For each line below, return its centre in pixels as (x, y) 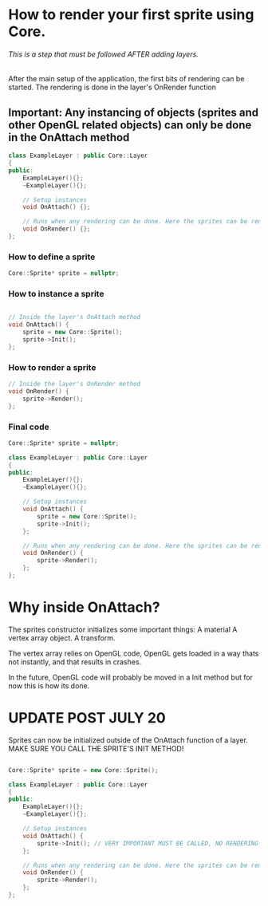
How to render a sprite (52, 367)
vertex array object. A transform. (62, 638)
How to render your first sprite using (131, 15)
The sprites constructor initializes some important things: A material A (123, 629)
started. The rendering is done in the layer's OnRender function (112, 87)
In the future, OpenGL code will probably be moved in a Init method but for (131, 677)
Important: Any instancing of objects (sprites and (134, 112)
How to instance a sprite (56, 294)
